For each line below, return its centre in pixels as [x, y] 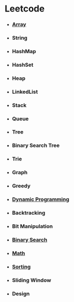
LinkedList [25, 92]
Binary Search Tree [36, 145]
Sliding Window [31, 280]
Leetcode [25, 9]
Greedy [21, 186]
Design [21, 293]
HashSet [22, 65]
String [20, 38]
